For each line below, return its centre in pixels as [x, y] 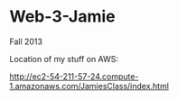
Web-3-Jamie [62, 17]
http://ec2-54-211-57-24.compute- [74, 76]
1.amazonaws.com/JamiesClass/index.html [89, 86]
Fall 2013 [26, 41]
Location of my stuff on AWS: [64, 59]
